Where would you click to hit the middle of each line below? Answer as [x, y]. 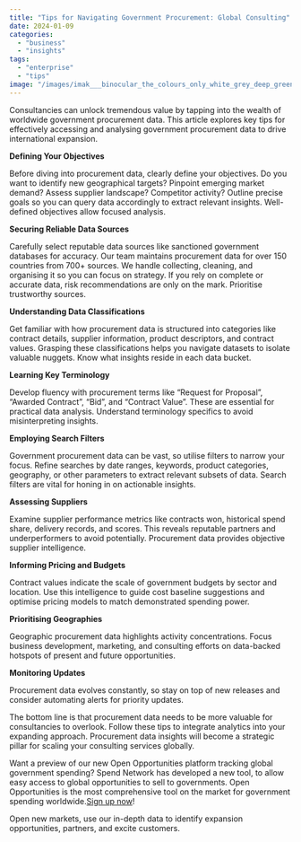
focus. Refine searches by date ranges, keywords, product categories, [139, 465]
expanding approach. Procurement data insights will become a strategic [142, 736]
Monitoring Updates [47, 672]
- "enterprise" [46, 68]
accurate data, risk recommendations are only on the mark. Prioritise [136, 285]
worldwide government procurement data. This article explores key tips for [147, 119]
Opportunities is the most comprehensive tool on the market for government [150, 792]
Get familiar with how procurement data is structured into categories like [142, 329]
